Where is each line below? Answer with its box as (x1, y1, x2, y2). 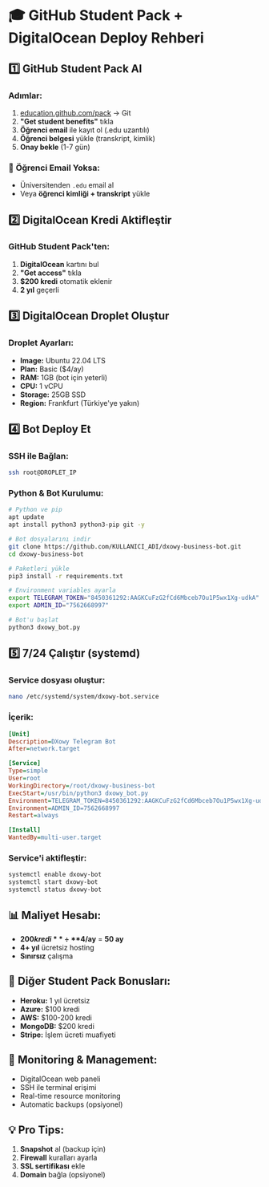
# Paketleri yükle (8, 565, 70, 573)
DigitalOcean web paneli (19, 1074, 101, 1084)
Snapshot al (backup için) (19, 1144, 106, 1154)
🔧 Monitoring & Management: (8, 1052, 158, 1067)
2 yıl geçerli (19, 285, 60, 294)
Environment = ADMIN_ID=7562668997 (8, 804, 120, 812)
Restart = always (8, 812, 59, 820)
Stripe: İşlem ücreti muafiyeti (19, 1030, 116, 1039)
